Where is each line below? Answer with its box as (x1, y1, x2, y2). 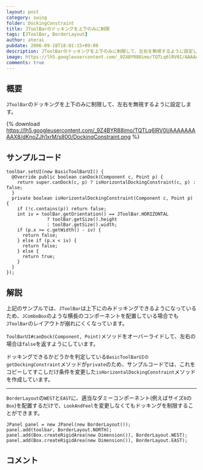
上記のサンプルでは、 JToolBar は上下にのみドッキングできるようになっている (6, 304, 197, 312)
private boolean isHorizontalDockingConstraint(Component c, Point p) (11, 195, 193, 202)
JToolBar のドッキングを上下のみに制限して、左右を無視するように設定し (6, 101, 186, 108)
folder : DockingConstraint (6, 20, 74, 26)
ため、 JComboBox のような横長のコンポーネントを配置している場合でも (6, 312, 179, 319)
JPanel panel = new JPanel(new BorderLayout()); (6, 422, 131, 428)
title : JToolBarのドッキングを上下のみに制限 (6, 25, 110, 32)
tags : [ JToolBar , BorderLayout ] (6, 31, 88, 38)
